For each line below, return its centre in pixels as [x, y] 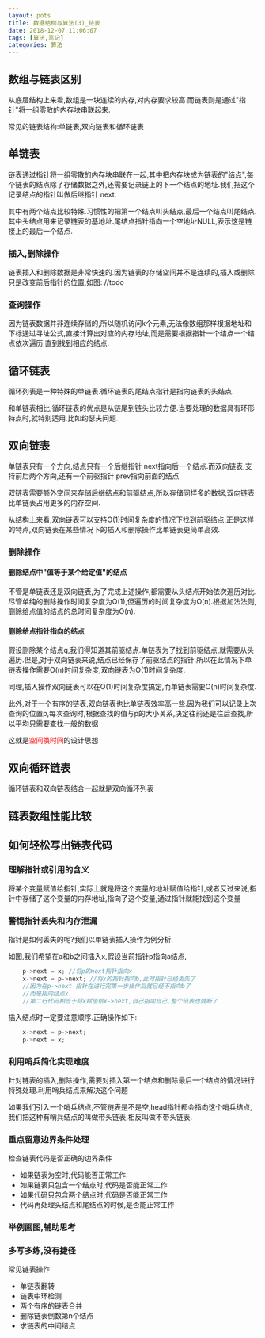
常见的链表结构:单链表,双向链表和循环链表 [76, 126]
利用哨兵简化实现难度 [49, 1061]
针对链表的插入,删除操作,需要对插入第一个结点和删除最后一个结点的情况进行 [132, 1080]
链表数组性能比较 [50, 816]
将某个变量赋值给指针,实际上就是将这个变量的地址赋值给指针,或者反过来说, [129, 888]
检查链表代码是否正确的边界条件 [60, 1158]
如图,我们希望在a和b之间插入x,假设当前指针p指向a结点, [98, 957]
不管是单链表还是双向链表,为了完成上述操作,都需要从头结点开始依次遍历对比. [132, 592]
